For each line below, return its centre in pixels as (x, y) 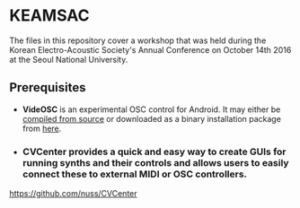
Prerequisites (48, 87)
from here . (42, 128)
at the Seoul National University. (69, 59)
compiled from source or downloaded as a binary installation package (151, 118)
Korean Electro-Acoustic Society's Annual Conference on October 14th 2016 (150, 49)
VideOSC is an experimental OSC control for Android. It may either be (151, 109)
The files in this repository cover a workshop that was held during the (138, 40)
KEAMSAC (49, 16)
